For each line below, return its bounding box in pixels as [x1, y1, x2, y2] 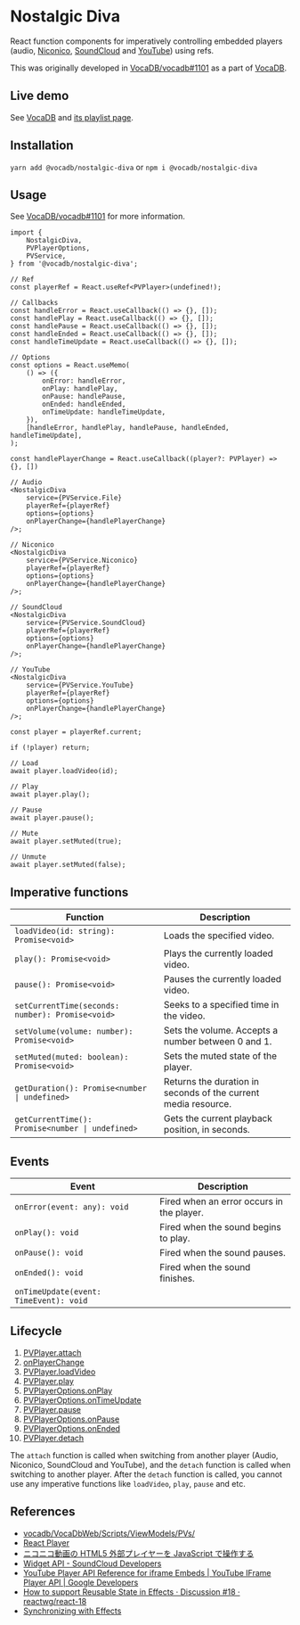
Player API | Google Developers [22, 1577, 139, 1588]
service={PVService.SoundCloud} [26, 618, 146, 628]
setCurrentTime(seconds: [14, 1001, 120, 1011]
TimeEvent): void [14, 1296, 88, 1306]
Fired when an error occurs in [159, 1195, 284, 1208]
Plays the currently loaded [164, 947, 274, 960]
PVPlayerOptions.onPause [22, 1414, 120, 1424]
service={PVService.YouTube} [26, 681, 134, 690]
